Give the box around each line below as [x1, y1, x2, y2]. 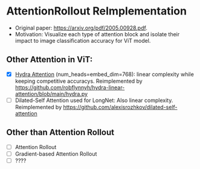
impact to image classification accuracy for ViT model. [15, 37, 151, 44]
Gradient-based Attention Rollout [15, 150, 97, 158]
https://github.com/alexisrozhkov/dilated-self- [63, 103, 178, 110]
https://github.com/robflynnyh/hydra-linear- [15, 83, 125, 91]
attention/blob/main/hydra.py [15, 90, 88, 97]
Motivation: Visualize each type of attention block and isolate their [15, 30, 180, 37]
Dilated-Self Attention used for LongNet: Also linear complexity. [15, 97, 173, 104]
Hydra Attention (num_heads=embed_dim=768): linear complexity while [15, 71, 195, 78]
